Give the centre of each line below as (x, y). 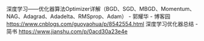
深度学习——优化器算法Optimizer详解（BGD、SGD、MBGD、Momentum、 (101, 9)
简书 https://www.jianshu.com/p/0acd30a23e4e (67, 31)
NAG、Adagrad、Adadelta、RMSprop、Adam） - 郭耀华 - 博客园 (88, 16)
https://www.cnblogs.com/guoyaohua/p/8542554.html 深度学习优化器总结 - (102, 24)
